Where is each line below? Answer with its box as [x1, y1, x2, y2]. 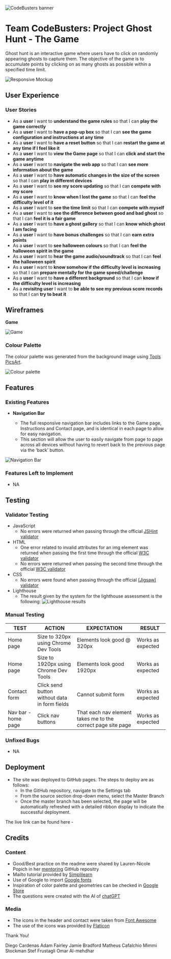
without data [37, 694, 68, 701]
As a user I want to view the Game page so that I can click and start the [12, 150, 165, 156]
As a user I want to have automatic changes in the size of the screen [12, 172, 160, 178]
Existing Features [5, 399, 49, 406]
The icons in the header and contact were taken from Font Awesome [12, 917, 157, 923]
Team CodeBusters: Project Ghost [5, 23, 152, 34]
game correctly [12, 123, 46, 129]
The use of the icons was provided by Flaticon [12, 922, 110, 928]
